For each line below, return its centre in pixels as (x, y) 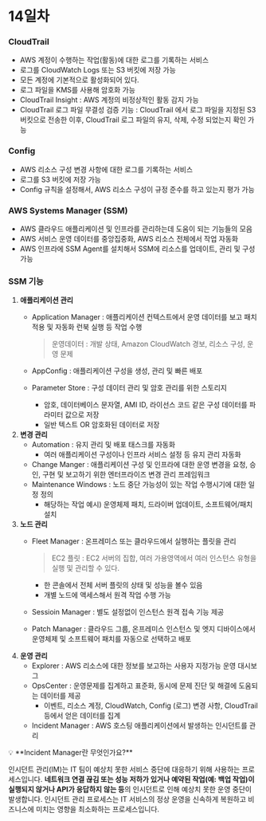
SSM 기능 (26, 281)
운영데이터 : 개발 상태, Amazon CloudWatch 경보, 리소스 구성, (148, 344)
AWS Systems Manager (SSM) (68, 210)
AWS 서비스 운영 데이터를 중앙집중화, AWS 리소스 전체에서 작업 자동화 (129, 239)
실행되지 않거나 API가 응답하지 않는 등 (66, 789)
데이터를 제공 (61, 696)
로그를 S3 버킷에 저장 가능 (60, 179)
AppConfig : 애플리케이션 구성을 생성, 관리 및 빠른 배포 (117, 371)
